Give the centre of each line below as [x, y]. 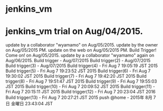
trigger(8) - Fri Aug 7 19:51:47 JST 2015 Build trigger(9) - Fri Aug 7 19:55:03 [81, 81]
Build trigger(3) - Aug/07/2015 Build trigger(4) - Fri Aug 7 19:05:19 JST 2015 [82, 66]
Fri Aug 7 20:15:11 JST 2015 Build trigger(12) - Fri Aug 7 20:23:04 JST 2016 [81, 92]
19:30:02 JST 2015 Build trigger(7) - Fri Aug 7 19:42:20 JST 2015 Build [76, 76]
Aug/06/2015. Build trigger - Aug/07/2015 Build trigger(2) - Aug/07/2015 [78, 61]
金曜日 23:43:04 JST [32, 104]
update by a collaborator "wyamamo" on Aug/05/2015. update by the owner [82, 45]
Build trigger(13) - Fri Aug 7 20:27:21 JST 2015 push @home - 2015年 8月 [79, 98]
